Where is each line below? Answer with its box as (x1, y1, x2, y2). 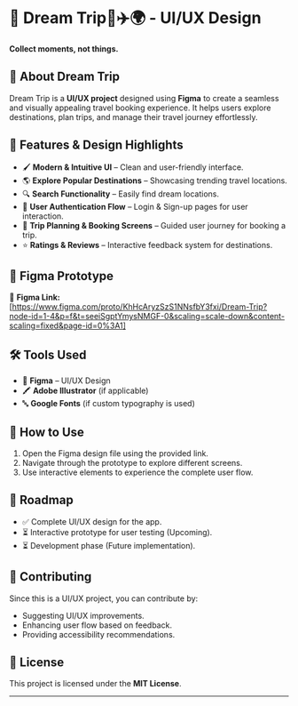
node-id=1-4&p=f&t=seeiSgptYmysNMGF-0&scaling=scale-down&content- (9, 311, 286, 322)
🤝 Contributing (9, 569, 92, 584)
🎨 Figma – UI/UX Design (21, 375, 111, 386)
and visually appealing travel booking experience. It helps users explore (9, 102, 271, 113)
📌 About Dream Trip (9, 69, 120, 84)
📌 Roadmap (9, 493, 74, 508)
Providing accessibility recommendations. (21, 629, 176, 639)
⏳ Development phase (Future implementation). (21, 540, 196, 550)
